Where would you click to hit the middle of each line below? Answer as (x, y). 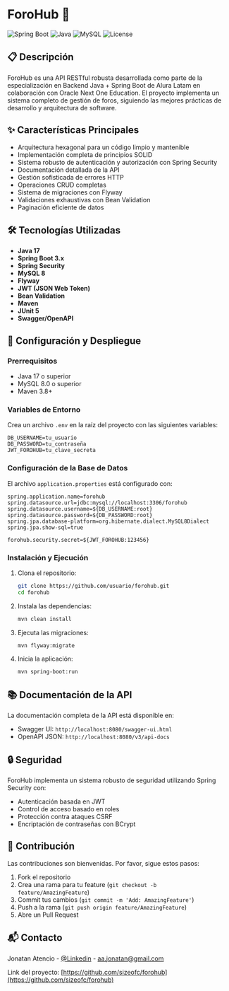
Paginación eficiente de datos (61, 207)
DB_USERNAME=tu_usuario (42, 438)
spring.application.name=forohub (56, 497)
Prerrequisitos (32, 361)
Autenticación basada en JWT (61, 801)
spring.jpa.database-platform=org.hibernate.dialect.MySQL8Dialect (109, 521)
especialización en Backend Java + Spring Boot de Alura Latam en (104, 85)
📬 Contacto (35, 938)
